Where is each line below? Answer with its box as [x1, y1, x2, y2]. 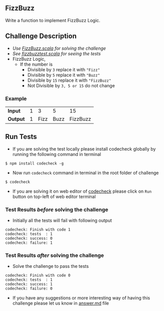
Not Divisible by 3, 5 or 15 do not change [27, 82, 115, 88]
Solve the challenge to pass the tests [12, 263, 89, 269]
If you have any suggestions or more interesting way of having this [12, 295, 150, 301]
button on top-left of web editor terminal [12, 193, 96, 200]
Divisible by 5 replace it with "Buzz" [27, 72, 100, 78]
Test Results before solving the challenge [5, 206, 109, 213]
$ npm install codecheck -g [5, 161, 64, 166]
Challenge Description [5, 32, 77, 41]
